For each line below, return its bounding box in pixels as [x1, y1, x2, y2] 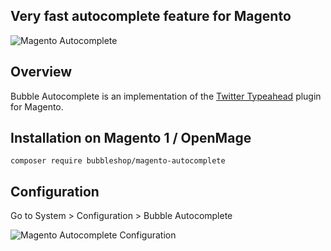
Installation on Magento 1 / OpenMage [10, 130, 252, 147]
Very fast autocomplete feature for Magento [10, 8, 292, 25]
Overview [10, 64, 73, 81]
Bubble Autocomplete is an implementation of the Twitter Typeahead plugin [10, 90, 322, 102]
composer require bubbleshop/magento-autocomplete [10, 156, 226, 166]
